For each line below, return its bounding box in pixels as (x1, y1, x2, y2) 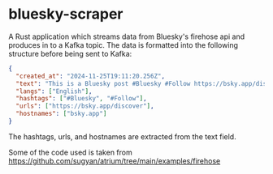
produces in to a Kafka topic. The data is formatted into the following (8, 40, 238, 49)
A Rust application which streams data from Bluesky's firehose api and (8, 32, 245, 41)
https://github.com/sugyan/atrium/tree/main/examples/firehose (8, 155, 221, 166)
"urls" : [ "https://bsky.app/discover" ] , (15, 102, 154, 110)
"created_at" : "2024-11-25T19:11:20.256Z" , (15, 72, 165, 80)
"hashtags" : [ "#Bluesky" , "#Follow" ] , (15, 95, 148, 103)
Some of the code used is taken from (8, 147, 132, 157)
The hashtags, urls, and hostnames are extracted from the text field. (8, 131, 237, 142)
